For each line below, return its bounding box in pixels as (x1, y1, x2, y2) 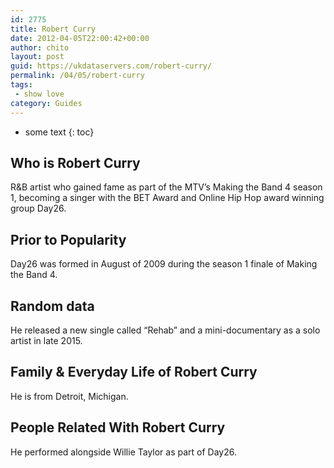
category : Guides (10, 98, 83, 108)
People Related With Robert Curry (10, 419, 226, 436)
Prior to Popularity (10, 231, 127, 248)
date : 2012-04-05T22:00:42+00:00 (10, 33, 150, 43)
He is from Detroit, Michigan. (10, 390, 129, 402)
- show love (14, 89, 65, 99)
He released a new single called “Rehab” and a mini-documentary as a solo (10, 324, 321, 336)
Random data (10, 297, 95, 315)
